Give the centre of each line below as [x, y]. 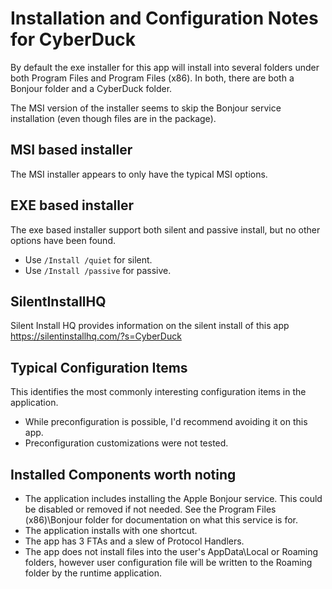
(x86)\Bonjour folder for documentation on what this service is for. [161, 520]
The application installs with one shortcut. [111, 530]
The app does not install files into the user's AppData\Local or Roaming [171, 551]
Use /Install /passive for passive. [98, 270]
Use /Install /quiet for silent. [88, 259]
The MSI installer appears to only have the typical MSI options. [139, 174]
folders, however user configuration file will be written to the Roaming [168, 562]
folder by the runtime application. [93, 573]
